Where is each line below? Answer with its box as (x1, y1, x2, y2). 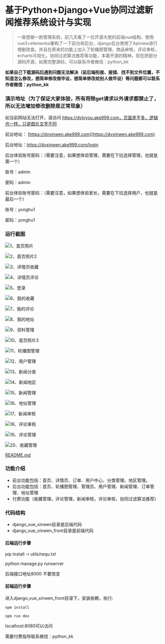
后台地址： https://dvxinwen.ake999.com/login (5, 142, 99, 148)
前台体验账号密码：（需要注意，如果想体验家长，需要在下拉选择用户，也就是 (5, 190, 158, 196)
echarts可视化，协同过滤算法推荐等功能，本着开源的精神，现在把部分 (17, 52, 158, 58)
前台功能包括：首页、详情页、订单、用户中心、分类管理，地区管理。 (12, 477, 150, 483)
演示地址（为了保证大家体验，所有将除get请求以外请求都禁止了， (5, 95, 159, 102)
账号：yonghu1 (5, 207, 35, 213)
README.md (5, 452, 31, 458)
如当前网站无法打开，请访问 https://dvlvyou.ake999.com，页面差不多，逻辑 (5, 114, 158, 121)
